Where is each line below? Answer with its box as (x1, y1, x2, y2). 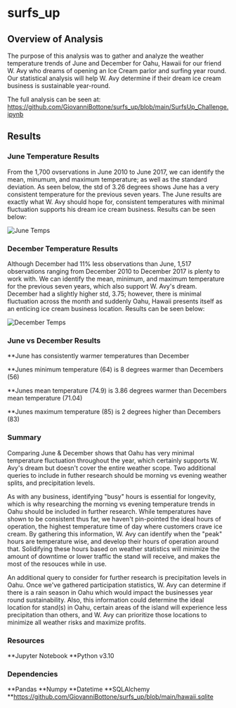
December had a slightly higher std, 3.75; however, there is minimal (7, 289, 202, 298)
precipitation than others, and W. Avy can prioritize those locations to (7, 610, 207, 619)
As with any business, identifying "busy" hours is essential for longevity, (7, 492, 216, 500)
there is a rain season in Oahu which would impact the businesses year (7, 588, 213, 596)
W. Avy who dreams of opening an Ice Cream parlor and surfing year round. (7, 67, 227, 75)
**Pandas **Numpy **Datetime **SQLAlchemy (7, 685, 150, 694)
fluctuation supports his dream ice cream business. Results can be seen (7, 205, 216, 213)
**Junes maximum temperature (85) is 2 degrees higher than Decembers (7, 407, 221, 416)
